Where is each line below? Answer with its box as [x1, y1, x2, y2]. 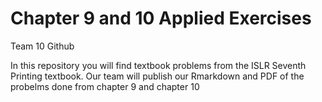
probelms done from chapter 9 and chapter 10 [10, 80, 200, 92]
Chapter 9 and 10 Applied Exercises [10, 7, 312, 30]
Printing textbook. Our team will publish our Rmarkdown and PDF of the [10, 70, 305, 82]
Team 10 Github [10, 40, 75, 52]
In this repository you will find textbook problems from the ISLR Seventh [10, 59, 307, 71]
